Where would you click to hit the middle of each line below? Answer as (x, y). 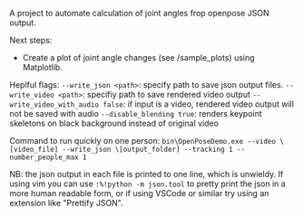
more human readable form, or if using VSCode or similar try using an (139, 193)
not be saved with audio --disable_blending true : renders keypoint (136, 113)
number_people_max (44, 157)
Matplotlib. (43, 67)
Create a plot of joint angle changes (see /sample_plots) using (139, 57)
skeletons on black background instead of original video (114, 123)
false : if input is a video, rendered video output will (199, 104)
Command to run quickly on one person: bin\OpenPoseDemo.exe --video (143, 141)
